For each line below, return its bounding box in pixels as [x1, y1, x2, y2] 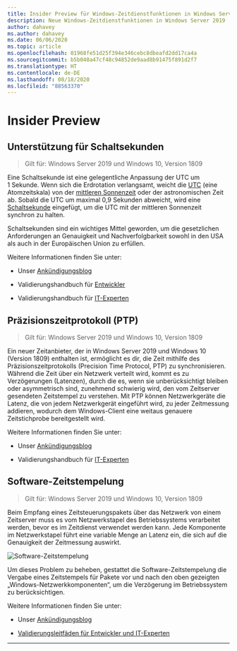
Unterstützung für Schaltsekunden [7, 140, 164, 152]
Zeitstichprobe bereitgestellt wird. [7, 414, 106, 423]
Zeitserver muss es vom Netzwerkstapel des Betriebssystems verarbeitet [7, 516, 221, 524]
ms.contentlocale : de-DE [7, 69, 80, 76]
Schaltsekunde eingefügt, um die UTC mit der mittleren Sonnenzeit [7, 203, 202, 212]
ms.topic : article [7, 43, 61, 50]
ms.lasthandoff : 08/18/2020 [7, 75, 90, 83]
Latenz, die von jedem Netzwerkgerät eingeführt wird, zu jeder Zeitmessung [7, 399, 229, 408]
